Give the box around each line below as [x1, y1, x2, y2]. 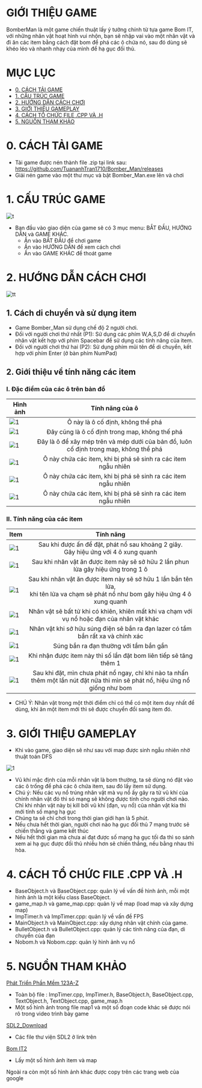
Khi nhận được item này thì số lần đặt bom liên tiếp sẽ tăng [28, 652, 193, 660]
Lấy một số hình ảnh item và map [14, 1057, 97, 1064]
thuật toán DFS [14, 753, 52, 760]
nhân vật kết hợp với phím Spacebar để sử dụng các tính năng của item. [14, 336, 194, 344]
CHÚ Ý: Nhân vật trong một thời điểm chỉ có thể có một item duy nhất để [14, 699, 195, 707]
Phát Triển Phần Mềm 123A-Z [6, 979, 79, 986]
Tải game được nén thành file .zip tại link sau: [14, 159, 127, 166]
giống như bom [89, 684, 132, 692]
